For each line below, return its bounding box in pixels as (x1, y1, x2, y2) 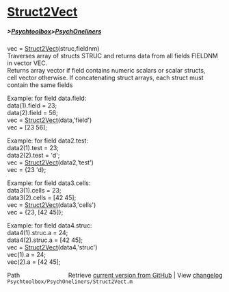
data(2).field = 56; (7, 109, 58, 117)
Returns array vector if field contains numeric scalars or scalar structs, (7, 66, 206, 75)
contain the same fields (7, 81, 73, 89)
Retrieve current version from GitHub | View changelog (68, 271, 223, 280)
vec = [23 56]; (7, 123, 48, 132)
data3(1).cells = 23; (7, 186, 62, 195)
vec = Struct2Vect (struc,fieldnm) (7, 45, 100, 53)
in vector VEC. (7, 59, 48, 67)
